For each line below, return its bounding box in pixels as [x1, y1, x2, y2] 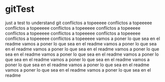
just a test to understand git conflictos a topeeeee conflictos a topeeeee [5, 20, 152, 26]
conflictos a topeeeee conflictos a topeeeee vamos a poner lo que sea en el [5, 36, 160, 41]
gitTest [5, 3, 35, 15]
